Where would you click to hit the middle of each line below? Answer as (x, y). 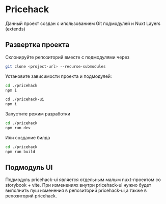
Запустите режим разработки (38, 114)
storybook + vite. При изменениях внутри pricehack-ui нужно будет (78, 185)
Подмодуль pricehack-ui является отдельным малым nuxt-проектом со (83, 180)
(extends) (15, 28)
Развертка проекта (37, 45)
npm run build (20, 152)
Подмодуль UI (29, 168)
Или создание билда (28, 137)
